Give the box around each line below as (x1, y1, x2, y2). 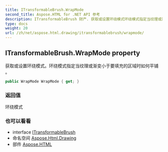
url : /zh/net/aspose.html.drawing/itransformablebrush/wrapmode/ (5, 30, 144, 35)
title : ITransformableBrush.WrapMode (5, 7, 84, 12)
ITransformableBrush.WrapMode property (5, 49, 140, 57)
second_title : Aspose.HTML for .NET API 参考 (5, 12, 100, 17)
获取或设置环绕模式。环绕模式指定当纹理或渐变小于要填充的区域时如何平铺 (5, 63, 158, 69)
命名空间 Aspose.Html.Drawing (12, 135, 76, 141)
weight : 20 (5, 26, 28, 31)
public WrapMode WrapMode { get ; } (5, 79, 79, 84)
